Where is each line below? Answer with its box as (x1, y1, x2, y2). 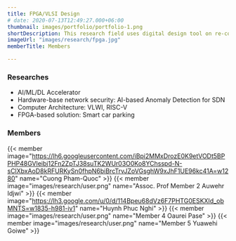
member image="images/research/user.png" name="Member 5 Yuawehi (7, 219, 218, 227)
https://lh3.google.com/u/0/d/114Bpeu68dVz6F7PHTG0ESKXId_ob (32, 196, 225, 204)
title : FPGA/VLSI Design (7, 10, 80, 18)
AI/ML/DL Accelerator (17, 89, 81, 97)
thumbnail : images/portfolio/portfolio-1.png (7, 23, 143, 30)
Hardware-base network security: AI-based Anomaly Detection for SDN (17, 96, 225, 104)
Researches (7, 72, 49, 82)
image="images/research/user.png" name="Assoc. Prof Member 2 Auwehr (7, 181, 225, 190)
